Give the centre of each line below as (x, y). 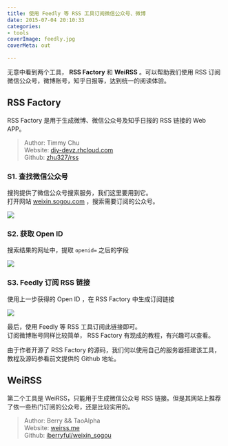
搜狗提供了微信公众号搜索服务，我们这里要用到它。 (80, 193)
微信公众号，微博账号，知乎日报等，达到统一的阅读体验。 (89, 81)
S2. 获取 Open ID (35, 234)
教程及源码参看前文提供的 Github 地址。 (64, 358)
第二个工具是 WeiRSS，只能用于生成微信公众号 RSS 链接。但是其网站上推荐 (114, 398)
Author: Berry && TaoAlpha (62, 420)
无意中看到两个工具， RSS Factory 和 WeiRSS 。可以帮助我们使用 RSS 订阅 (114, 72)
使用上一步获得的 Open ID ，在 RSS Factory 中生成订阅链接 (91, 299)
